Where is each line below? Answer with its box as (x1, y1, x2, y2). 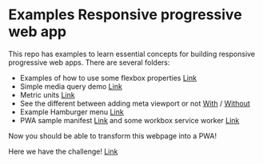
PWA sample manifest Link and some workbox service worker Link (19, 115, 240, 125)
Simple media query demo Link (19, 82, 122, 91)
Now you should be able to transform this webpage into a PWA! (8, 130, 217, 141)
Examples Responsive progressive (8, 6, 242, 24)
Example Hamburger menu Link (19, 106, 124, 117)
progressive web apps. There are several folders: (8, 58, 170, 67)
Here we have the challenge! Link (8, 146, 118, 156)
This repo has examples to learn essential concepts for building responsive (8, 49, 256, 58)
